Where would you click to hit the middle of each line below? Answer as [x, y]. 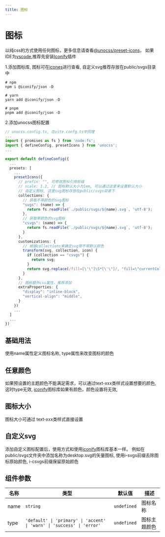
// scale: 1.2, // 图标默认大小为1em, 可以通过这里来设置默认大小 [80, 186]
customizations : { [37, 241]
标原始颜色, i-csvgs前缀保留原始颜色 [42, 461]
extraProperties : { [38, 287]
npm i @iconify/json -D [29, 87]
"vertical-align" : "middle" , [53, 296]
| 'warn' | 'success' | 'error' [63, 525]
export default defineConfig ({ [37, 159]
